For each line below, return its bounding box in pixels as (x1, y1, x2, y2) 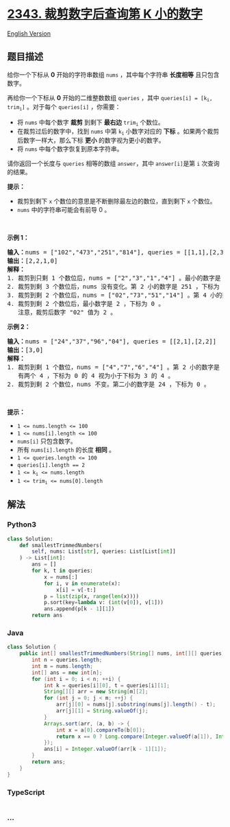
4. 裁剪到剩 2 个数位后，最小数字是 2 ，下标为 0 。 (7, 300, 165, 308)
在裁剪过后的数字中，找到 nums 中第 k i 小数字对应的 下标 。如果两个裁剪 (16, 127, 220, 136)
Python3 (7, 520, 36, 529)
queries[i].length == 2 (16, 462, 86, 469)
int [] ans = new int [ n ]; (31, 669, 103, 676)
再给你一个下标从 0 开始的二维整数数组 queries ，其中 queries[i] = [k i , (7, 93, 213, 103)
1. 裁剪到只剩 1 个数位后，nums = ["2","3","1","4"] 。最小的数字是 (7, 274, 221, 282)
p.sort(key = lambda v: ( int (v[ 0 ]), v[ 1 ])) (43, 599, 164, 606)
